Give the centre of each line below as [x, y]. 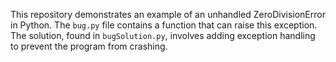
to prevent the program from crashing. [89, 46]
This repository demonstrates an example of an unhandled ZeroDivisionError [168, 14]
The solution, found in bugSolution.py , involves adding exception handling [163, 35]
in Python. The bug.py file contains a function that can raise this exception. [164, 25]
